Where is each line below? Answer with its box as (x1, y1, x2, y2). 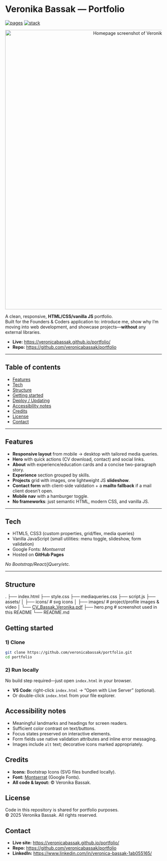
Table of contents (5, 363, 61, 372)
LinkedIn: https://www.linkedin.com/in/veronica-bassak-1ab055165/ (12, 851, 152, 857)
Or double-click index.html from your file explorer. (12, 692, 116, 699)
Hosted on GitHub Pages (12, 551, 64, 557)
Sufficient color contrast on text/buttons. (12, 725, 96, 731)
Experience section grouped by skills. (12, 472, 90, 478)
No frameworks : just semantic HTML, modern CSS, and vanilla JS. (12, 498, 149, 504)
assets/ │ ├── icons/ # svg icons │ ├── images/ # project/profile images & (5, 599, 160, 605)
